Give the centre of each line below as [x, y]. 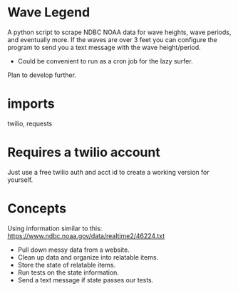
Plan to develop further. [42, 75]
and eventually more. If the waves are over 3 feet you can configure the [112, 39]
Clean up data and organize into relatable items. [88, 257]
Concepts [37, 208]
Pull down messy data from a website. [73, 250]
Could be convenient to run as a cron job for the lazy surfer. [105, 61]
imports [31, 104]
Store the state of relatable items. [67, 265]
